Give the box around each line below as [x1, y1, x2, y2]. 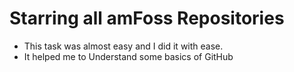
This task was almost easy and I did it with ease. [23, 40, 224, 52]
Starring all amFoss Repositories [9, 7, 285, 30]
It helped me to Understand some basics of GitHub [23, 50, 234, 62]
